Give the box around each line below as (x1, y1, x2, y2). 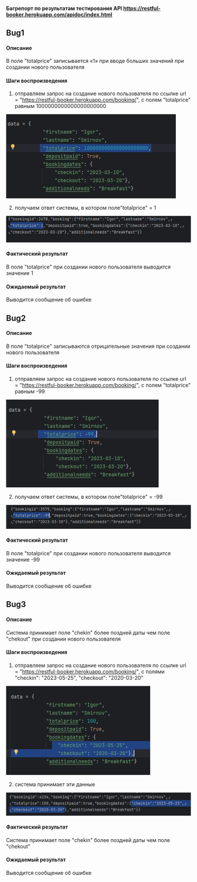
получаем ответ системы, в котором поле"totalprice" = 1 (14, 204, 157, 212)
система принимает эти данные (14, 780, 96, 787)
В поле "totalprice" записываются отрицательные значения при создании (6, 343, 191, 350)
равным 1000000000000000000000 (14, 103, 107, 110)
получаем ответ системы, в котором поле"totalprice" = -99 (14, 494, 163, 501)
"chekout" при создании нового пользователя (6, 635, 121, 642)
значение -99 (6, 556, 40, 563)
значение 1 (6, 270, 33, 277)
